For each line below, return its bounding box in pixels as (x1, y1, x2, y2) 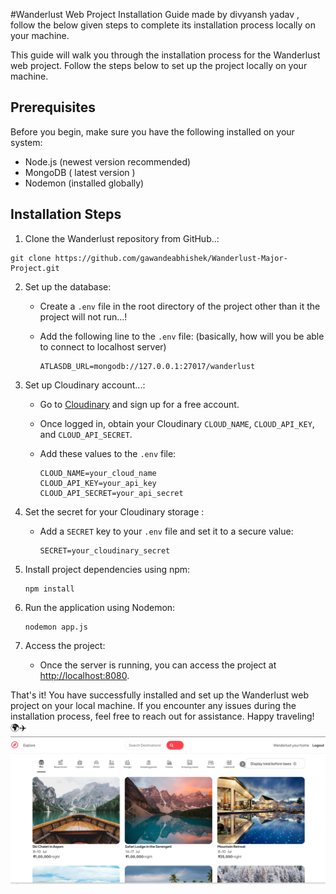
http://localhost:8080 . (39, 669, 130, 681)
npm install (24, 584, 75, 594)
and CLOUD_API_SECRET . (39, 428, 133, 440)
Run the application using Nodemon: (24, 601, 176, 613)
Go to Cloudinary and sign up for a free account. (39, 398, 240, 410)
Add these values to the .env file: (39, 447, 177, 459)
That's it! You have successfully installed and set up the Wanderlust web (10, 689, 310, 701)
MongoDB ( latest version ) (24, 166, 136, 178)
